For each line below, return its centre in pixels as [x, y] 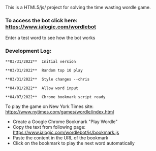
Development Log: [28, 51]
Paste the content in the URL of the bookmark [60, 138]
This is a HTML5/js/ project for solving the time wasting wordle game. [78, 7]
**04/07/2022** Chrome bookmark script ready [55, 97]
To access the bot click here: [41, 20]
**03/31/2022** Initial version [41, 61]
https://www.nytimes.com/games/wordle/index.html [60, 111]
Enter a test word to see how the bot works [50, 38]
